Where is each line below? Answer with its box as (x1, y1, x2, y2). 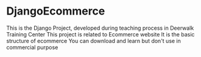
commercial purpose (6, 44, 58, 51)
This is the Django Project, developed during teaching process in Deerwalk (6, 24, 194, 32)
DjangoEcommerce (6, 4, 105, 18)
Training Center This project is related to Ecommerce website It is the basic (6, 30, 195, 38)
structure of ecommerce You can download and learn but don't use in (6, 37, 182, 44)
